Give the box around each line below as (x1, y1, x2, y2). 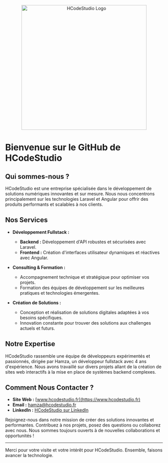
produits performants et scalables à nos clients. (5, 201, 103, 207)
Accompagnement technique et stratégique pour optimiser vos (19, 274, 149, 280)
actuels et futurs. (19, 325, 55, 331)
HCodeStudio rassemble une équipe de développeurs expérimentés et (5, 353, 150, 359)
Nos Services (5, 216, 48, 224)
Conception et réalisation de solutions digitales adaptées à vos (19, 309, 149, 315)
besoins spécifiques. (19, 315, 63, 321)
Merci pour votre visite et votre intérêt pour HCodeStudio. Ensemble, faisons (5, 447, 162, 453)
